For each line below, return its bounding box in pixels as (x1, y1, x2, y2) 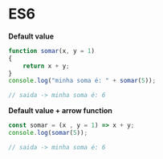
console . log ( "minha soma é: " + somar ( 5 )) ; (8, 77, 157, 85)
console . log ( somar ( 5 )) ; (8, 129, 88, 137)
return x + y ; (22, 62, 70, 70)
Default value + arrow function (8, 106, 112, 116)
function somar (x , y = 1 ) (8, 47, 95, 55)
